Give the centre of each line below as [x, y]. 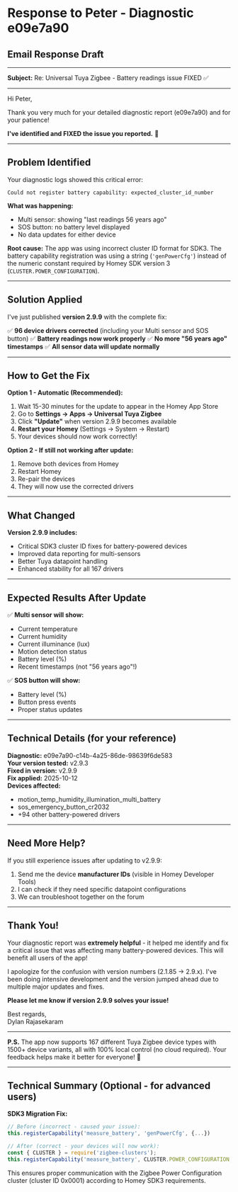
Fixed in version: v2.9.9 [42, 771]
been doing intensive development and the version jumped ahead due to [113, 979]
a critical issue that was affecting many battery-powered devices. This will [116, 950]
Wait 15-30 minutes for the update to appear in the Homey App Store [118, 407]
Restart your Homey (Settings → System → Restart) [93, 429]
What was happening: [40, 205]
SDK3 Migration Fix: [38, 1114]
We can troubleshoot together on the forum [81, 897]
